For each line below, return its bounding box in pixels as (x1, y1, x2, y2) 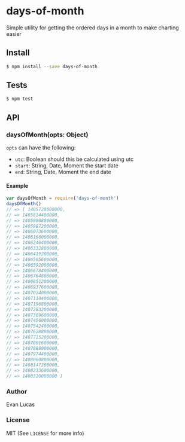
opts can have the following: (6, 144, 76, 151)
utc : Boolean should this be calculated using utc (14, 156, 134, 163)
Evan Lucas (6, 401, 35, 408)
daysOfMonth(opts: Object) (6, 130, 89, 139)
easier (6, 30, 22, 37)
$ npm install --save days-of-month (6, 63, 98, 69)
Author (6, 388, 28, 395)
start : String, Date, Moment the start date (14, 162, 119, 169)
